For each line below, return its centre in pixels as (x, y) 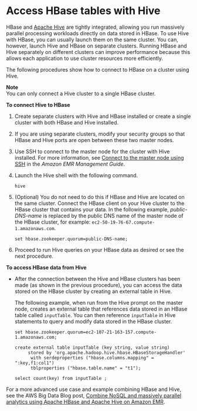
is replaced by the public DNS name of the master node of (113, 215)
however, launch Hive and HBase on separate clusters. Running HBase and (97, 46)
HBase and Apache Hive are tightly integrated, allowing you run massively (95, 27)
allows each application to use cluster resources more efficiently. (84, 58)
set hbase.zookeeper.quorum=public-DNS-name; (71, 239)
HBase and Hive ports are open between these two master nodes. (94, 140)
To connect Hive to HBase (38, 105)
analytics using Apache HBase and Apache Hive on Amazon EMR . (86, 402)
